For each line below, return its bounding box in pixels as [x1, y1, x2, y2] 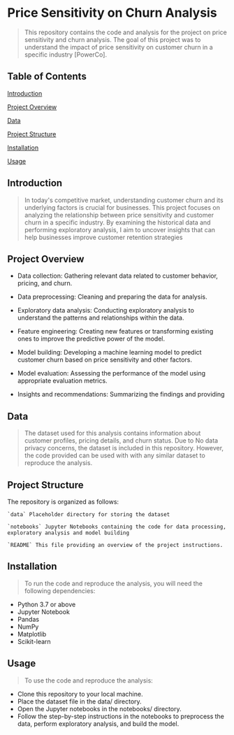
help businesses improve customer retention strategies [24, 233, 183, 241]
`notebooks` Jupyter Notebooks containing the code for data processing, [7, 523, 227, 530]
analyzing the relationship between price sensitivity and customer [24, 210, 214, 219]
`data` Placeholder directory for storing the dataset [7, 511, 170, 518]
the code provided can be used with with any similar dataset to [24, 451, 206, 459]
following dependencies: [24, 586, 96, 595]
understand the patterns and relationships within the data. [17, 313, 184, 322]
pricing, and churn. [17, 279, 73, 287]
